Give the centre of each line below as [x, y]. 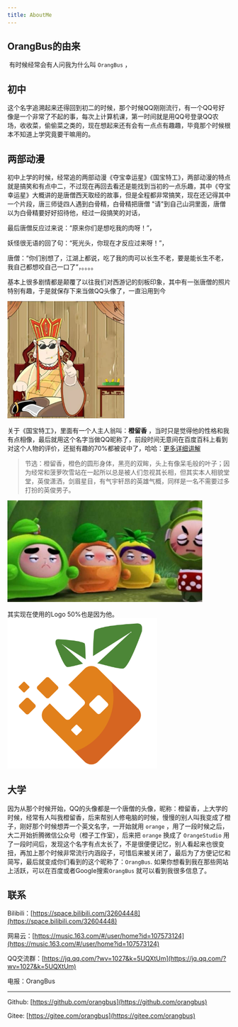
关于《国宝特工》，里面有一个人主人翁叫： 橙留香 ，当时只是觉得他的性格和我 [118, 431]
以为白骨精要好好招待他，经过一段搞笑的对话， [75, 213]
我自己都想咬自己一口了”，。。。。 [52, 267]
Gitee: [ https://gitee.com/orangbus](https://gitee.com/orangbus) [102, 1016]
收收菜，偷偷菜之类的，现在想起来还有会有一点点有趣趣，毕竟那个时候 [122, 126]
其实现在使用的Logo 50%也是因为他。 [63, 614]
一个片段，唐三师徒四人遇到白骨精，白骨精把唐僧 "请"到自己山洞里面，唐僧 [117, 204]
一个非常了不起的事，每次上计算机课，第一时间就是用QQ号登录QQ [116, 116]
